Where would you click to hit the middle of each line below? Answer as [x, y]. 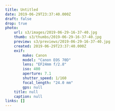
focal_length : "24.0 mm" [48, 83]
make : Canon [35, 55]
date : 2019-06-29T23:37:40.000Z [38, 14]
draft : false [18, 19]
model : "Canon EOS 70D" [47, 60]
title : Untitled [22, 10]
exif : [20, 51]
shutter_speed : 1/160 [45, 78]
